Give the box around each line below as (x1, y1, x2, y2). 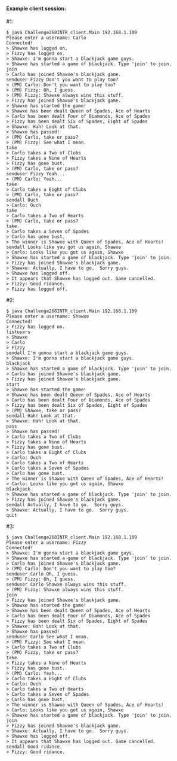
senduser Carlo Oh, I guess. (6, 571, 79, 577)
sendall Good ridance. (6, 744, 63, 750)
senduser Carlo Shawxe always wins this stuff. (6, 582, 127, 588)
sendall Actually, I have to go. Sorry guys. (6, 502, 124, 508)
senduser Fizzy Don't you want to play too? (6, 77, 119, 83)
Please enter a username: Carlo (6, 35, 86, 41)
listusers (6, 329, 31, 335)
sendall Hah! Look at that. (6, 413, 76, 419)
